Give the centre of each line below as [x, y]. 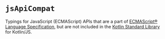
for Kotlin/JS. [19, 32]
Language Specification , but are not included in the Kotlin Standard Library [82, 27]
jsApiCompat [30, 9]
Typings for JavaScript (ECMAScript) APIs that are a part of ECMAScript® [81, 21]
